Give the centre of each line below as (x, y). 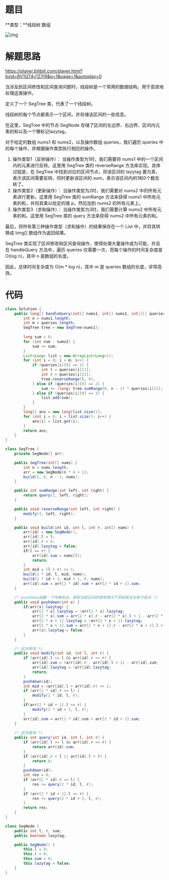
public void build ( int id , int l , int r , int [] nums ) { (74, 528)
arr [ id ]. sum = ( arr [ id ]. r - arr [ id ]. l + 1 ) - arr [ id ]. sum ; (95, 663)
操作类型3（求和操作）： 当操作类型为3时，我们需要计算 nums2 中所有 (85, 209)
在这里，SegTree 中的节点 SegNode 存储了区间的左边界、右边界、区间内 (80, 125)
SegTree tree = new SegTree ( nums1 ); (62, 328)
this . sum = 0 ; (38, 859)
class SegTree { (22, 449)
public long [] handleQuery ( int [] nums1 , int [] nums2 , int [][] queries (90, 314)
